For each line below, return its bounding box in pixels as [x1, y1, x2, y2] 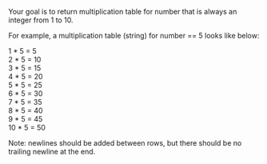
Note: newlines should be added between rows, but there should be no [8, 138, 242, 147]
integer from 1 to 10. [8, 15, 74, 25]
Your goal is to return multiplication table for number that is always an [8, 7, 237, 16]
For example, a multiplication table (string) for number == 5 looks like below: [8, 31, 260, 40]
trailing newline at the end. [8, 147, 96, 156]
